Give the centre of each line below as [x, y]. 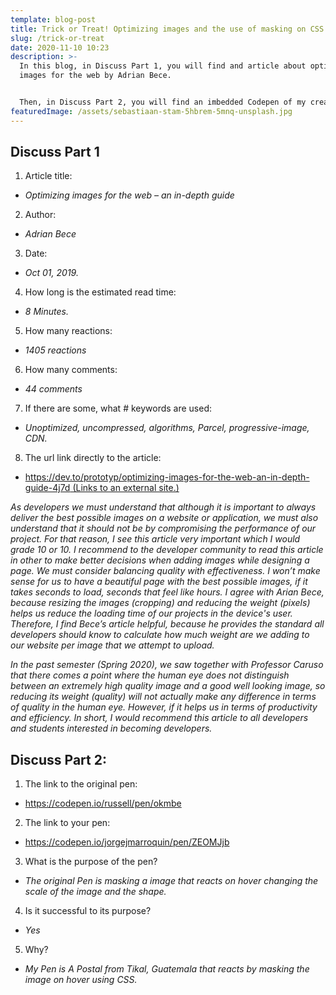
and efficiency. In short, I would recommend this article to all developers [159, 718]
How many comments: [71, 370]
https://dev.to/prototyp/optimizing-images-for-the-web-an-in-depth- [167, 477]
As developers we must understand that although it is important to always [163, 507]
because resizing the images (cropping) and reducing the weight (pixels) [160, 603]
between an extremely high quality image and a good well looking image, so [168, 686]
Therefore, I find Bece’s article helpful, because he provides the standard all [167, 624]
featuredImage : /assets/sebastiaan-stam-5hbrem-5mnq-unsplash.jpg [151, 111]
